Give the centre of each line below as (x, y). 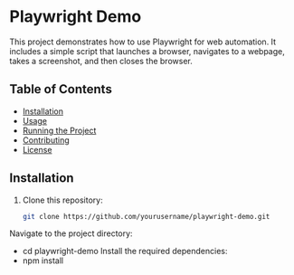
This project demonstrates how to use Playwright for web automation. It (143, 42)
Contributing (46, 140)
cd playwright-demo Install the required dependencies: (125, 251)
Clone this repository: (62, 200)
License (37, 149)
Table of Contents (61, 89)
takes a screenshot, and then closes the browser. (101, 61)
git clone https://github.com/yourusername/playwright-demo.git (146, 216)
